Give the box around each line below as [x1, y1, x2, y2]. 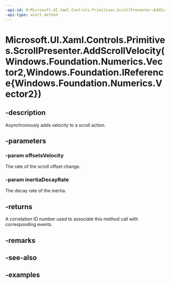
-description [5, 108, 46, 117]
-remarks [5, 236, 36, 245]
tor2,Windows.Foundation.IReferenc [5, 67, 164, 78]
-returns [5, 202, 33, 211]
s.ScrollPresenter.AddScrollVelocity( [5, 45, 165, 56]
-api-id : [5, 7, 24, 13]
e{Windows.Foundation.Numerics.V [5, 77, 163, 89]
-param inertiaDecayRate [5, 176, 69, 183]
